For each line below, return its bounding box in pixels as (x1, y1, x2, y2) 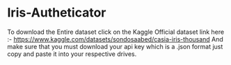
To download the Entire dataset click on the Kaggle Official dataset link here (7, 28, 225, 36)
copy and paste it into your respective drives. (7, 50, 137, 58)
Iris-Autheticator (7, 5, 106, 21)
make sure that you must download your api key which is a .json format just (7, 42, 223, 50)
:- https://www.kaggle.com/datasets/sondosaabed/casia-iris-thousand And (7, 35, 224, 43)
